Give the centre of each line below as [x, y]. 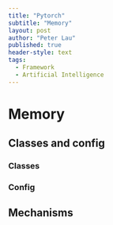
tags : [17, 60]
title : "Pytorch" [37, 16]
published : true [35, 45]
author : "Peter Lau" [42, 38]
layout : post [30, 30]
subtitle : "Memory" [40, 23]
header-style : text [40, 52]
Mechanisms [41, 213]
